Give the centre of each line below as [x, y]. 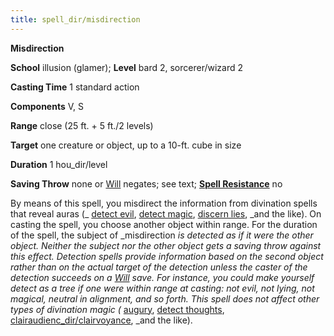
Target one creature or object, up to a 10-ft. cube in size [126, 145]
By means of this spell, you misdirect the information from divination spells [164, 203]
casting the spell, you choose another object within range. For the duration [164, 224]
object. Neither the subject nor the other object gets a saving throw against [166, 245]
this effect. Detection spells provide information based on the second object [167, 256]
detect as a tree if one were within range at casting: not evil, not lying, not [162, 288]
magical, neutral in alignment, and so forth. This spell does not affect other [165, 298]
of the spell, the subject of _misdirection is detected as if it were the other [162, 235]
